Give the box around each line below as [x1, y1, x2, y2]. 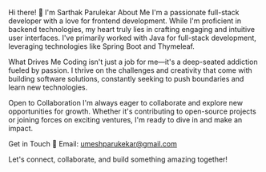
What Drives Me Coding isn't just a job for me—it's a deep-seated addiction [8, 57, 258, 66]
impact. [8, 124, 34, 133]
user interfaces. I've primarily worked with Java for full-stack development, [8, 33, 256, 42]
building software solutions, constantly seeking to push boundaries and [8, 74, 244, 83]
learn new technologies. [8, 82, 88, 92]
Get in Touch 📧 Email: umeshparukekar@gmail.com [8, 139, 178, 148]
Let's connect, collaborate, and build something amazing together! [8, 154, 228, 164]
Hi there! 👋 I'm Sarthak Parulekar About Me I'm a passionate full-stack [8, 8, 240, 17]
